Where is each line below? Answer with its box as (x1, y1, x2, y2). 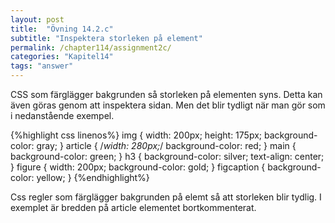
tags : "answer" (10, 61, 74, 71)
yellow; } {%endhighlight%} (36, 172, 150, 183)
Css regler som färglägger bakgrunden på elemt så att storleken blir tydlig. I (10, 191, 322, 203)
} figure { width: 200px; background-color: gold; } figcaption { (10, 161, 266, 173)
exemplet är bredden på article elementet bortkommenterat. (10, 202, 257, 213)
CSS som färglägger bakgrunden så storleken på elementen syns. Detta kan (10, 89, 323, 100)
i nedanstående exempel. (10, 110, 115, 121)
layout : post (10, 14, 65, 25)
